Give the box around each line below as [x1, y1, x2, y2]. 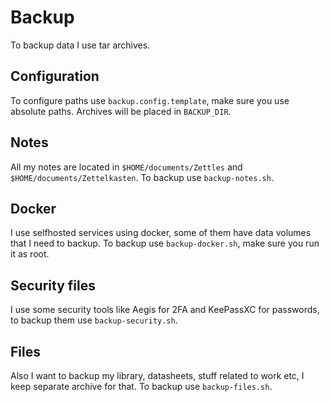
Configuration [10, 68, 100, 85]
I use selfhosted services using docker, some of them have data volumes [10, 227, 312, 239]
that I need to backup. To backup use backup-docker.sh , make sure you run [10, 237, 320, 250]
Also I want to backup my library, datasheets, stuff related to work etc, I [10, 370, 305, 381]
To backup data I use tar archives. [10, 39, 151, 51]
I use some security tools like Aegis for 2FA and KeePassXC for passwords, [10, 304, 320, 316]
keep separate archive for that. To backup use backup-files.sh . [10, 381, 273, 392]
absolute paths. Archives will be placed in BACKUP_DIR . [10, 105, 232, 117]
